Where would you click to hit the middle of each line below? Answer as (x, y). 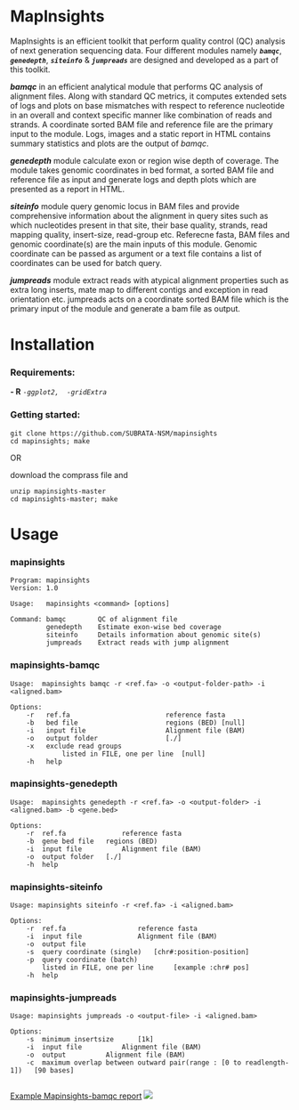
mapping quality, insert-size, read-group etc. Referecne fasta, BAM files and (150, 234)
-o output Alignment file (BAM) (106, 1055)
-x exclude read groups (74, 746)
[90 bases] (54, 1071)
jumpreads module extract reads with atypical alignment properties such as (149, 280)
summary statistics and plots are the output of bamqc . (109, 143)
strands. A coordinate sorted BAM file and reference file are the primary (142, 124)
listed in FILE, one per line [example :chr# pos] (146, 968)
